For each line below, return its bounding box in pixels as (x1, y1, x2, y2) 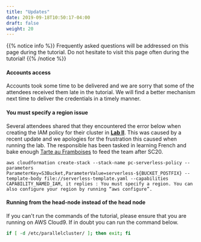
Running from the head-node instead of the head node (6, 199, 146, 206)
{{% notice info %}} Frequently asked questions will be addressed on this (6, 42, 189, 49)
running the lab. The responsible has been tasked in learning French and (6, 141, 187, 148)
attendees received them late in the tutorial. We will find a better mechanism (6, 89, 196, 96)
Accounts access (6, 69, 51, 76)
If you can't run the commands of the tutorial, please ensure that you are (6, 212, 187, 219)
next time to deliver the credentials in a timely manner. (6, 95, 141, 103)
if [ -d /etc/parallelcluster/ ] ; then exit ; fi (6, 230, 131, 236)
